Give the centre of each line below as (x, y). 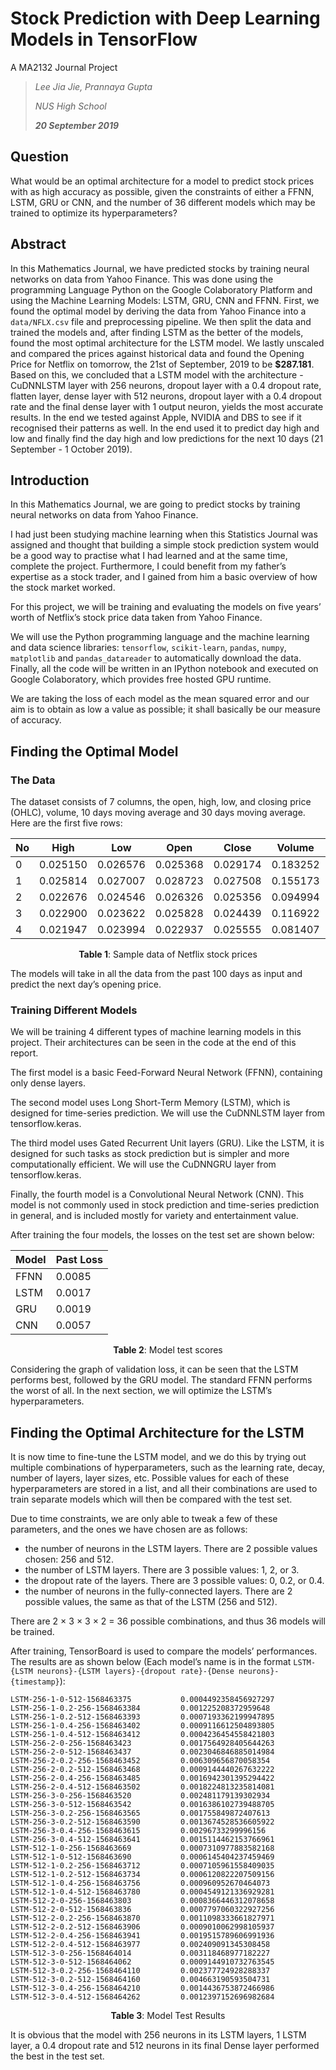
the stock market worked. (63, 588)
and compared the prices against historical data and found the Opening (157, 353)
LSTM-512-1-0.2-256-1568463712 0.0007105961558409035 (142, 1866)
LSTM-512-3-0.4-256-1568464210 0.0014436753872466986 (142, 1988)
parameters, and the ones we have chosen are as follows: (129, 1529)
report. (24, 1053)
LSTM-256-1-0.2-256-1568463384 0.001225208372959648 (140, 1708)
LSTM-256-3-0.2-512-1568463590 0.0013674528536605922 (142, 1822)
